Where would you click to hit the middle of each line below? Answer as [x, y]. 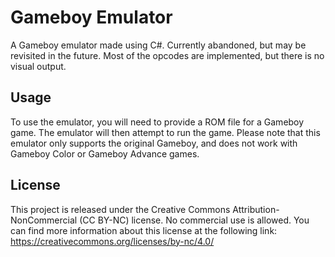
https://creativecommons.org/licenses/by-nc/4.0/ [112, 241]
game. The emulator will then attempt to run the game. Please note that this [165, 132]
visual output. [38, 66]
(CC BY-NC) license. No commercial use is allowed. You [194, 220]
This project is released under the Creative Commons [120, 209]
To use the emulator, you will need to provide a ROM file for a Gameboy [157, 122]
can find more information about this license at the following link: [144, 230]
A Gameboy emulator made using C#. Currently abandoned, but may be [158, 45]
